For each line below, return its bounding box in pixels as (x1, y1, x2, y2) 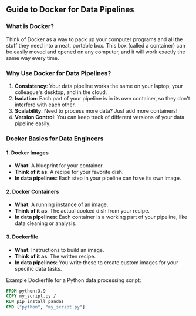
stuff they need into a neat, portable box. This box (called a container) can (6, 42, 186, 49)
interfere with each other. (14, 101, 76, 108)
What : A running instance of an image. (14, 201, 109, 208)
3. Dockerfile (6, 233, 38, 240)
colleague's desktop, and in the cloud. (14, 88, 107, 96)
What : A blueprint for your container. (14, 162, 104, 169)
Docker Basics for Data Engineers (6, 135, 104, 143)
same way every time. (6, 54, 59, 61)
